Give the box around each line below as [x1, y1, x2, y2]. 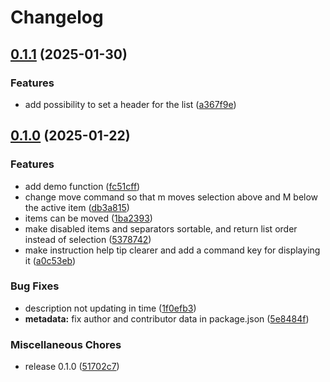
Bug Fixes [10, 279, 60, 293]
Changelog [10, 6, 104, 29]
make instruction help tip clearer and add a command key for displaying [24, 244, 321, 256]
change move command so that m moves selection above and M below [24, 191, 319, 203]
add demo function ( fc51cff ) [24, 180, 141, 192]
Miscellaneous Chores [10, 337, 122, 351]
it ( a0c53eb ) [24, 254, 77, 266]
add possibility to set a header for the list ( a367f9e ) [24, 98, 237, 110]
